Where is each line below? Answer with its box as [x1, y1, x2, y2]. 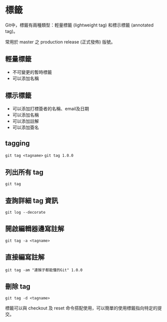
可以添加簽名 [12, 124, 39, 130]
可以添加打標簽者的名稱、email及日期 [12, 105, 89, 111]
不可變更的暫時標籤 [12, 69, 52, 75]
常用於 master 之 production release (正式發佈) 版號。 [5, 38, 116, 45]
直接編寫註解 [5, 253, 45, 262]
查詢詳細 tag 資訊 [5, 196, 58, 205]
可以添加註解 [12, 118, 39, 124]
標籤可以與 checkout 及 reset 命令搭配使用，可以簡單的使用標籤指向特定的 [5, 305, 158, 311]
